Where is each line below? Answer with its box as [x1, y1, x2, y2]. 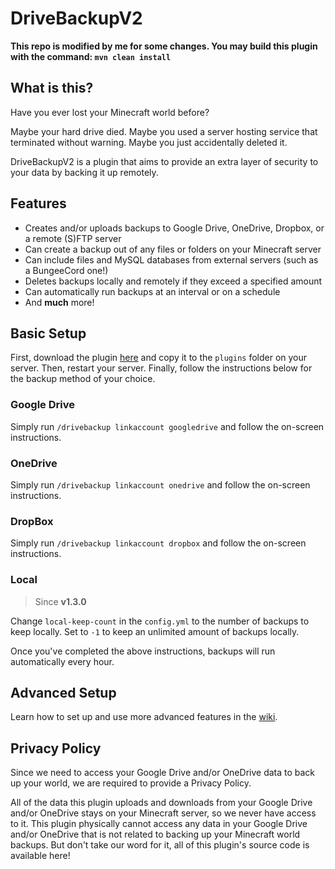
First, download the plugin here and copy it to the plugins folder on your [10, 352, 308, 364]
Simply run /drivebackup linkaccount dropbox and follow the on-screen [10, 537, 307, 549]
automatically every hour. [10, 655, 115, 667]
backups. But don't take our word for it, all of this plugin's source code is [10, 839, 310, 851]
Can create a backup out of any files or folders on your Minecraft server [24, 243, 322, 255]
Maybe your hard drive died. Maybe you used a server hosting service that [10, 125, 318, 137]
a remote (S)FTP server [24, 232, 122, 244]
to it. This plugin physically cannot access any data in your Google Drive [10, 818, 308, 830]
